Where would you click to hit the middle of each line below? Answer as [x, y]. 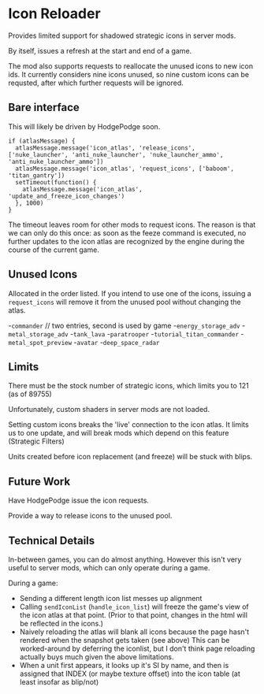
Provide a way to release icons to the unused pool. [90, 516]
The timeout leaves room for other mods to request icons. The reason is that [132, 225]
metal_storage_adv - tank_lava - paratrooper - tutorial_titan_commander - [126, 334]
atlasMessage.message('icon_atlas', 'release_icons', [105, 148]
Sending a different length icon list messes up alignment [111, 598]
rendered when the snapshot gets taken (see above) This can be [125, 640]
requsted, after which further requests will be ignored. [96, 83]
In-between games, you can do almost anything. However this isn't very [125, 559]
